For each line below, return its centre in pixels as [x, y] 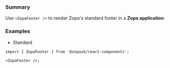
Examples [18, 31]
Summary [18, 7]
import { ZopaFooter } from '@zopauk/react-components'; [67, 52]
